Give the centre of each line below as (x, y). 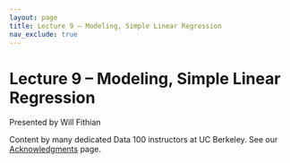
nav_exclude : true (43, 34)
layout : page (34, 17)
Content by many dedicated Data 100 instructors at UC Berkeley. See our (144, 140)
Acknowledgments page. (55, 150)
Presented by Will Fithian (55, 123)
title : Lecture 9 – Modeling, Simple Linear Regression (115, 26)
